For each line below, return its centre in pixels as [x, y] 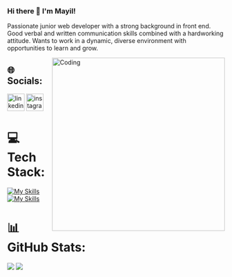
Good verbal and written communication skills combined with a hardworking [115, 33]
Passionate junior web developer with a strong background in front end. [109, 26]
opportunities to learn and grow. [53, 48]
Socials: [25, 81]
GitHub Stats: [47, 248]
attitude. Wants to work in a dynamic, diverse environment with [97, 41]
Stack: [26, 172]
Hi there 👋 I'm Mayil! [41, 11]
